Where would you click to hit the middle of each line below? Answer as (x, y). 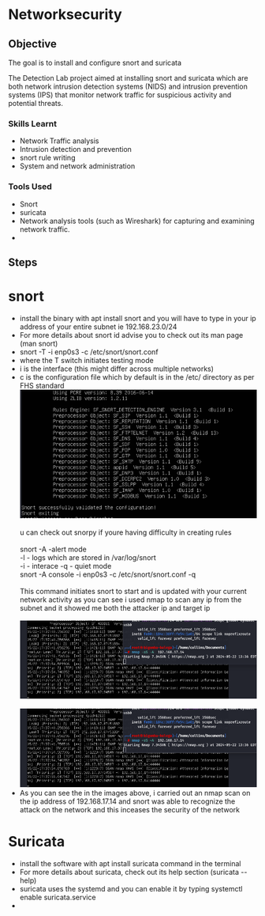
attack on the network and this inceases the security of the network (130, 809)
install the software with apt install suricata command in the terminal (130, 863)
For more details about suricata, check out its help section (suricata (129, 872)
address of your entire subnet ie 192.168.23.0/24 (98, 327)
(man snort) (39, 343)
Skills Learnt (33, 123)
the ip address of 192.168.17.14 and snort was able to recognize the (127, 801)
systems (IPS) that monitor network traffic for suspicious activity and (120, 95)
